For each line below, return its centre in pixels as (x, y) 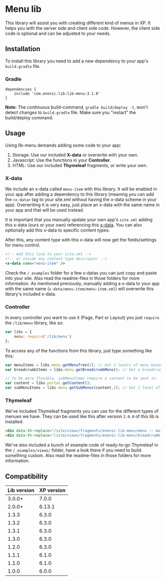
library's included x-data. (31, 294)
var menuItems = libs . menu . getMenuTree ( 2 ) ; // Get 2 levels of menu (77, 365)
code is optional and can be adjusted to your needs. (58, 33)
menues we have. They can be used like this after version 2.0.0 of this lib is (82, 416)
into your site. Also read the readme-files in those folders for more (72, 278)
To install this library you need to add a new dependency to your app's (77, 61)
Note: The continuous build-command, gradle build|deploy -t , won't (77, 107)
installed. (14, 422)
